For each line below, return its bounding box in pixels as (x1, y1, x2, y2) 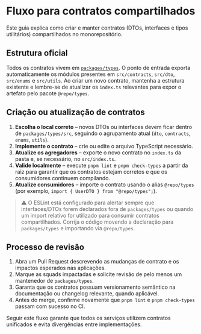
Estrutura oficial (6, 48, 68, 58)
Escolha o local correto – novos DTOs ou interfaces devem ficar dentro (14, 123, 193, 130)
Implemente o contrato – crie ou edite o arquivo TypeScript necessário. (14, 142, 194, 150)
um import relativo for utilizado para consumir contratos (20, 212, 159, 219)
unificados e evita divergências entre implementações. (6, 321, 142, 328)
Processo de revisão (6, 242, 84, 252)
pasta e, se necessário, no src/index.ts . (14, 155, 116, 162)
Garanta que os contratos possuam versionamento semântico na (14, 283, 176, 291)
